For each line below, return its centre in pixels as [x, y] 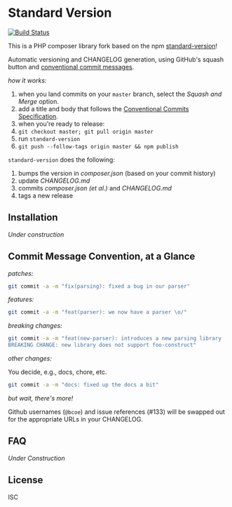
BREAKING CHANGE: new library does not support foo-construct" [102, 345]
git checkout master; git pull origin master [86, 132]
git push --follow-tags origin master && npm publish [98, 146]
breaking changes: [35, 326]
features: [21, 300]
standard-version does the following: [61, 160]
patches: [21, 273]
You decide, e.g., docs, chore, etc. [57, 372]
